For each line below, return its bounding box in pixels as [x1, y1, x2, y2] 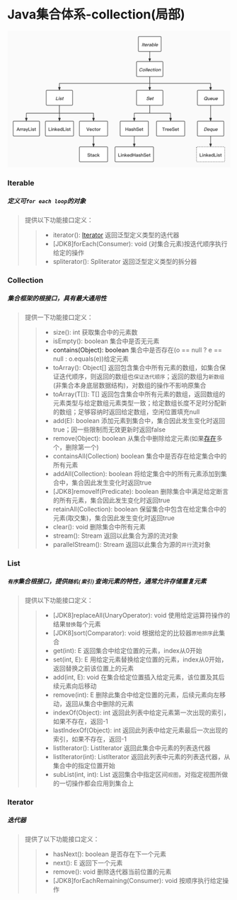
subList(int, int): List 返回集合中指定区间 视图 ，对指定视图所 [52, 771, 222, 779]
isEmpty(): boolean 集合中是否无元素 [52, 337, 160, 345]
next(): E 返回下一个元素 [52, 859, 123, 867]
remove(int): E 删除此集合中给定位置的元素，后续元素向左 [52, 691, 220, 699]
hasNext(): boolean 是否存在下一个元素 [52, 850, 167, 858]
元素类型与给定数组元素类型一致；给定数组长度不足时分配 [52, 399, 221, 408]
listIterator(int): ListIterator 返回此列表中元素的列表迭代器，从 [52, 753, 231, 761]
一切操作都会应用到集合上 [59, 779, 134, 787]
